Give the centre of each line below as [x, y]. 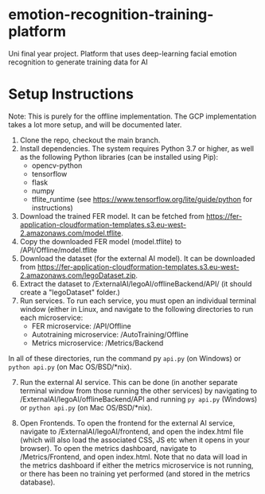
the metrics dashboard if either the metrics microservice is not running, [136, 465]
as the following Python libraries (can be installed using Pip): [119, 157]
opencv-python [57, 165]
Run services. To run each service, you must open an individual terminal [138, 301]
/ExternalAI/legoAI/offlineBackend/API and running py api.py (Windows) [138, 399]
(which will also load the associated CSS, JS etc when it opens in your [134, 440]
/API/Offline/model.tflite [58, 250]
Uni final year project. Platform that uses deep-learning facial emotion [123, 53]
